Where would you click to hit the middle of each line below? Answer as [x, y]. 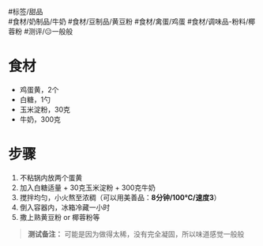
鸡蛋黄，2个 [39, 89]
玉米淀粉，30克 [45, 109]
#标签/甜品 [26, 11]
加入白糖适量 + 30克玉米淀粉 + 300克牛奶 [87, 187]
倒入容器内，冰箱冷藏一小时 [65, 207]
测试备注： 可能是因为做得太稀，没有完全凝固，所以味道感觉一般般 [136, 234]
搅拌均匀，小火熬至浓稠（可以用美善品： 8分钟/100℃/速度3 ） [120, 197]
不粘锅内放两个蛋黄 [51, 177]
